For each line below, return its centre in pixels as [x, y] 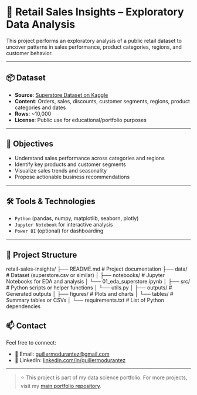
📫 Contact [26, 325]
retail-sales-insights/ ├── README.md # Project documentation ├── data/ [97, 269]
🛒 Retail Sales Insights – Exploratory [95, 12]
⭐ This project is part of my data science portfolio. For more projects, [104, 377]
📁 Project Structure [42, 255]
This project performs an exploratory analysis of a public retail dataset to [94, 40]
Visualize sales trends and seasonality [61, 170]
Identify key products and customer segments [70, 164]
